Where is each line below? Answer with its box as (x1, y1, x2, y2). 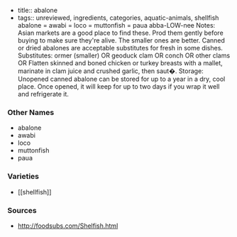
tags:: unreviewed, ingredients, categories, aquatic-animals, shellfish (17, 13, 219, 22)
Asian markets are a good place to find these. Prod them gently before (17, 28, 224, 37)
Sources (7, 205, 37, 215)
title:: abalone (17, 6, 58, 14)
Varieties (7, 172, 39, 182)
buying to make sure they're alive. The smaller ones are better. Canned (17, 36, 226, 45)
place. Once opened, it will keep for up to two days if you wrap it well (17, 82, 220, 91)
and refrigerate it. (17, 90, 70, 98)
